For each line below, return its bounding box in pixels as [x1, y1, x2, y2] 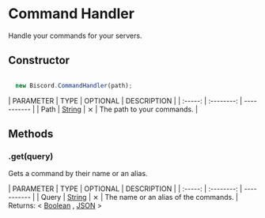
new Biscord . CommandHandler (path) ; [15, 81, 133, 89]
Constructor [8, 54, 70, 67]
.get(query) [8, 151, 54, 162]
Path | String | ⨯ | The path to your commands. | [40, 104, 199, 114]
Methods [8, 127, 54, 141]
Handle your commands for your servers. [8, 31, 142, 40]
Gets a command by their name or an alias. [8, 169, 148, 179]
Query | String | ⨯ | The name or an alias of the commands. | [40, 193, 239, 202]
